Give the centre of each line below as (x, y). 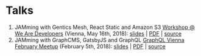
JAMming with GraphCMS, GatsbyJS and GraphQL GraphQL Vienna (99, 40)
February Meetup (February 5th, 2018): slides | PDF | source (90, 46)
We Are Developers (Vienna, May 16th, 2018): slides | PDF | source (98, 33)
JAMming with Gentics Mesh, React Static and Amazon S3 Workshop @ (105, 27)
